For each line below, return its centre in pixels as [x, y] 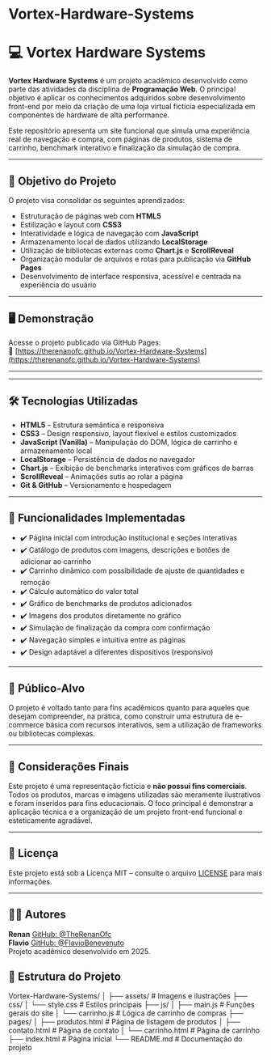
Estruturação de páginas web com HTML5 [90, 216]
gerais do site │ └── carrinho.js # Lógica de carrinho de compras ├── [126, 1013]
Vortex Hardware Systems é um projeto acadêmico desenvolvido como [128, 81]
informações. [30, 881]
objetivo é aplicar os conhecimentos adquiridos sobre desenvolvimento [127, 98]
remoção [35, 583]
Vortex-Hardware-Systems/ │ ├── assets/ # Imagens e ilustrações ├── [128, 996]
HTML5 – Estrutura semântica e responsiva [92, 425]
